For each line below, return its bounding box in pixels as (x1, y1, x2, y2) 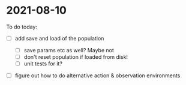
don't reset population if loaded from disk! (23, 53, 128, 61)
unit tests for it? (23, 60, 63, 67)
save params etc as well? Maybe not (23, 47, 114, 53)
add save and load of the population (14, 34, 104, 42)
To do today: (6, 23, 38, 30)
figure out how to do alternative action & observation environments (14, 72, 181, 79)
